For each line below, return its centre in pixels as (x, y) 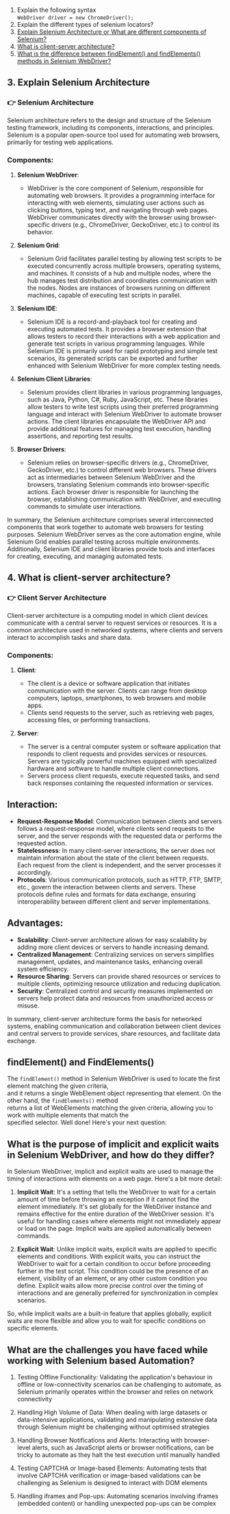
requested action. (42, 843)
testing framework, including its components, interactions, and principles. (111, 127)
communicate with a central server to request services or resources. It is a (112, 623)
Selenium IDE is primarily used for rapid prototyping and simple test (122, 350)
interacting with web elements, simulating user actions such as (116, 203)
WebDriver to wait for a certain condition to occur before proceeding (114, 1264)
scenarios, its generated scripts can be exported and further (112, 358)
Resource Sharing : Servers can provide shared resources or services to (119, 976)
